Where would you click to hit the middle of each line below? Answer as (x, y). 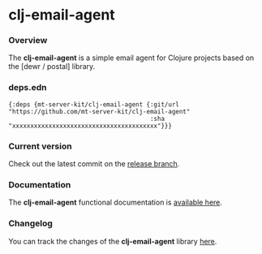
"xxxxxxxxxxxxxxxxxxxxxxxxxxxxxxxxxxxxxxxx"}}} (90, 126)
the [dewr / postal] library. (52, 67)
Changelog (30, 223)
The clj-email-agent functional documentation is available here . (116, 202)
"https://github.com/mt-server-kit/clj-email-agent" (99, 111)
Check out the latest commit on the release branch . (94, 164)
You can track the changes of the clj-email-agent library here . (113, 241)
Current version (40, 146)
